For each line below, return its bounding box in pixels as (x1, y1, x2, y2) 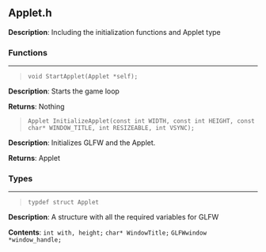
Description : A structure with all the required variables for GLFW (8, 212, 219, 222)
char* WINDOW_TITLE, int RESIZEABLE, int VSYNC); (27, 124, 196, 132)
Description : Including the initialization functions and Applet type (8, 27, 222, 36)
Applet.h (8, 6, 53, 20)
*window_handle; (8, 236, 62, 244)
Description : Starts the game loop (8, 86, 120, 96)
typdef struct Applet (27, 198, 99, 207)
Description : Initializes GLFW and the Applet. (8, 138, 156, 147)
